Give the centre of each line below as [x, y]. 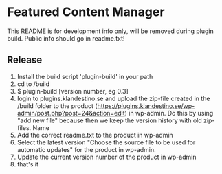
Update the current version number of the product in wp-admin [107, 157]
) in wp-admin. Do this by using [169, 113]
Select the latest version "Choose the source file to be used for [106, 142]
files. [24, 127]
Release [25, 60]
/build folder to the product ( [57, 106]
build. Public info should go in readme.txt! [66, 38]
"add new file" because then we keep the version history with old [110, 120]
